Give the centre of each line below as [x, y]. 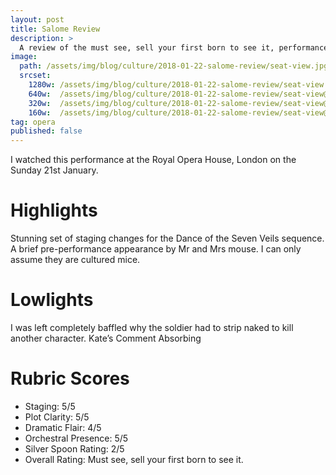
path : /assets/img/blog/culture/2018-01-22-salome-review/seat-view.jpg [174, 66]
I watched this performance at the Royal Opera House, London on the [153, 160]
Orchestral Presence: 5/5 [76, 438]
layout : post [37, 19]
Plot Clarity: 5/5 [57, 417]
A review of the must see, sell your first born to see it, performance [174, 47]
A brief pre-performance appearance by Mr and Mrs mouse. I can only [156, 249]
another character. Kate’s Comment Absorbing [106, 338]
